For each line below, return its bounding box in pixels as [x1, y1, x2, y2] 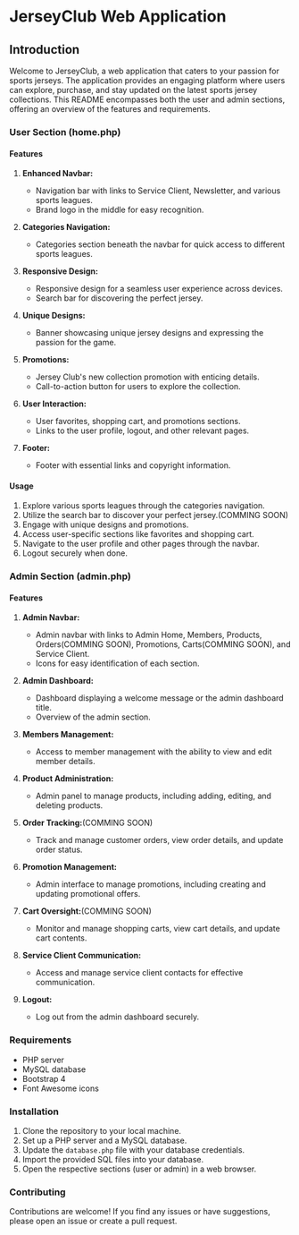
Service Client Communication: [21, 950, 141, 961]
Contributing [9, 1186, 66, 1198]
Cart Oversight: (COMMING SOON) [21, 906, 152, 916]
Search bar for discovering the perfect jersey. [35, 293, 203, 303]
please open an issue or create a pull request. [9, 1215, 178, 1227]
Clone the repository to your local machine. [21, 1126, 181, 1137]
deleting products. [35, 800, 104, 811]
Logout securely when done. [21, 548, 128, 558]
